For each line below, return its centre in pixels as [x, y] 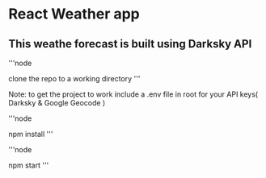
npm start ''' [29, 165]
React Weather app [74, 14]
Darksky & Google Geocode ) [57, 103]
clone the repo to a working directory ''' [74, 79]
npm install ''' [31, 134]
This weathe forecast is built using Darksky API [130, 44]
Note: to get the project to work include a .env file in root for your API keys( [133, 94]
